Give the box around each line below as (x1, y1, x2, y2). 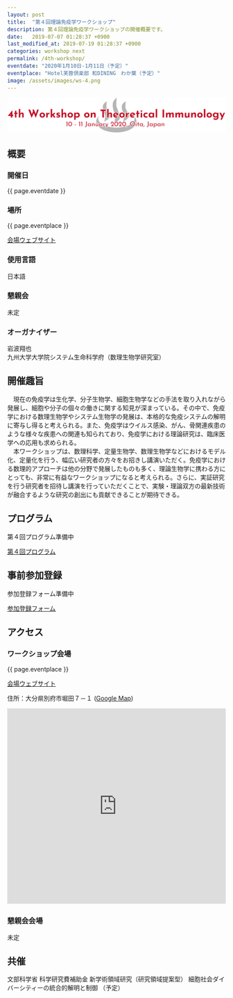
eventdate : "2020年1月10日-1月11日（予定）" (7, 63, 128, 69)
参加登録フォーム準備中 (7, 589, 74, 597)
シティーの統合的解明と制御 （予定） (19, 983, 124, 992)
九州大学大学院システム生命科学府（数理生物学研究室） (7, 353, 165, 361)
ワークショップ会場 (7, 649, 71, 658)
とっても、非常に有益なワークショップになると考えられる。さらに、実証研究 (7, 473, 225, 481)
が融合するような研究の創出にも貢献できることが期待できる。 (7, 490, 184, 499)
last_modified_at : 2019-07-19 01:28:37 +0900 (7, 40, 141, 48)
